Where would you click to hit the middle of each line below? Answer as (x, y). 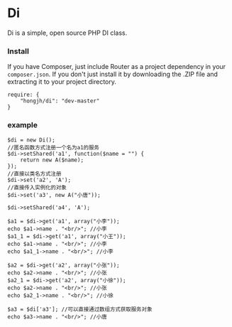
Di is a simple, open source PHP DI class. (67, 33)
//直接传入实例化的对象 (37, 187)
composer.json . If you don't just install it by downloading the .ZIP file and (113, 74)
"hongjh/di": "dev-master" (60, 101)
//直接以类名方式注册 (34, 173)
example (22, 125)
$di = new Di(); (31, 140)
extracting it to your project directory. (62, 82)
